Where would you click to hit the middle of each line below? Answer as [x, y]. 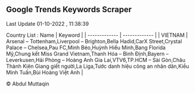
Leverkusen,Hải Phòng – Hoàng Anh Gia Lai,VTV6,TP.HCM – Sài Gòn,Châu [96, 60]
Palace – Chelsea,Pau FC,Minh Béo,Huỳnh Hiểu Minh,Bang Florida [86, 47]
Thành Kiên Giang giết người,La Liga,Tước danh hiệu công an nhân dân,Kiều [97, 66]
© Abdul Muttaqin [28, 84]
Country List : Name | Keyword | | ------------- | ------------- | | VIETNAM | [97, 35]
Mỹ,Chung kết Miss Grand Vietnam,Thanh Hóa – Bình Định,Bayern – [87, 54]
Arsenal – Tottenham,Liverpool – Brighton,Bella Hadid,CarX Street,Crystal [94, 41]
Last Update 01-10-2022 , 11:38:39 [47, 23]
